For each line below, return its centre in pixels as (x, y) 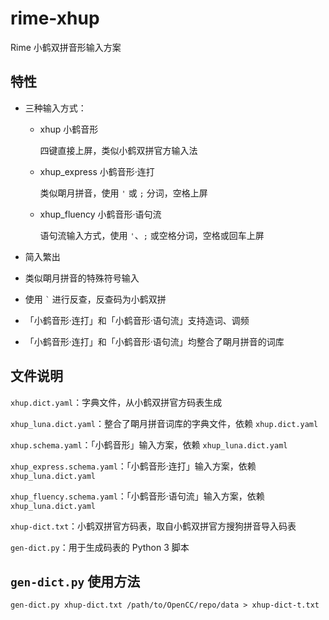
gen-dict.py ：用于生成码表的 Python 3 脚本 (100, 547)
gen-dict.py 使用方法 (75, 581)
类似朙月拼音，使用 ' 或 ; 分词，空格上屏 (123, 193)
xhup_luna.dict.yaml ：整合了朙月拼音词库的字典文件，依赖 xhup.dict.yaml (164, 423)
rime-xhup (55, 18)
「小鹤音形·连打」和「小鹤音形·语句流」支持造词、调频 (137, 320)
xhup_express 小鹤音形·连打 (97, 171)
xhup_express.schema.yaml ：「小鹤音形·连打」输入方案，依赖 (133, 466)
